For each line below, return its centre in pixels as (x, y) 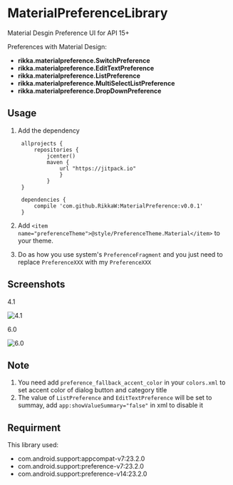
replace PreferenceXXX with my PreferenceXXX (84, 262)
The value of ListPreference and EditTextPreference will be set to (115, 398)
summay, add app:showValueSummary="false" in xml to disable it (110, 405)
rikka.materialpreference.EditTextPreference (86, 68)
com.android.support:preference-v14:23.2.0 (82, 474)
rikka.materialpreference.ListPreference (79, 76)
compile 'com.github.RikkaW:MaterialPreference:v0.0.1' (119, 206)
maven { (58, 162)
